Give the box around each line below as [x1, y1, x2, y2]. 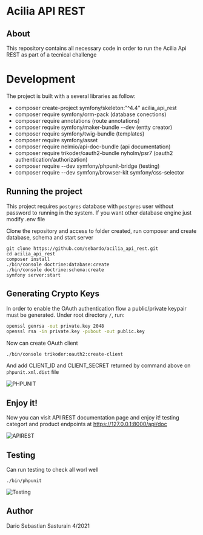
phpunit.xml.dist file [6, 368, 59, 376]
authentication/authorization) [15, 156, 88, 163]
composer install [6, 256, 50, 262]
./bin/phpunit [6, 477, 42, 484]
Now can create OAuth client [6, 339, 78, 347]
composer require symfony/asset [15, 136, 98, 143]
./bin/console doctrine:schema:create [6, 266, 104, 273]
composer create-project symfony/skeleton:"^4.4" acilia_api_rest [15, 104, 177, 111]
